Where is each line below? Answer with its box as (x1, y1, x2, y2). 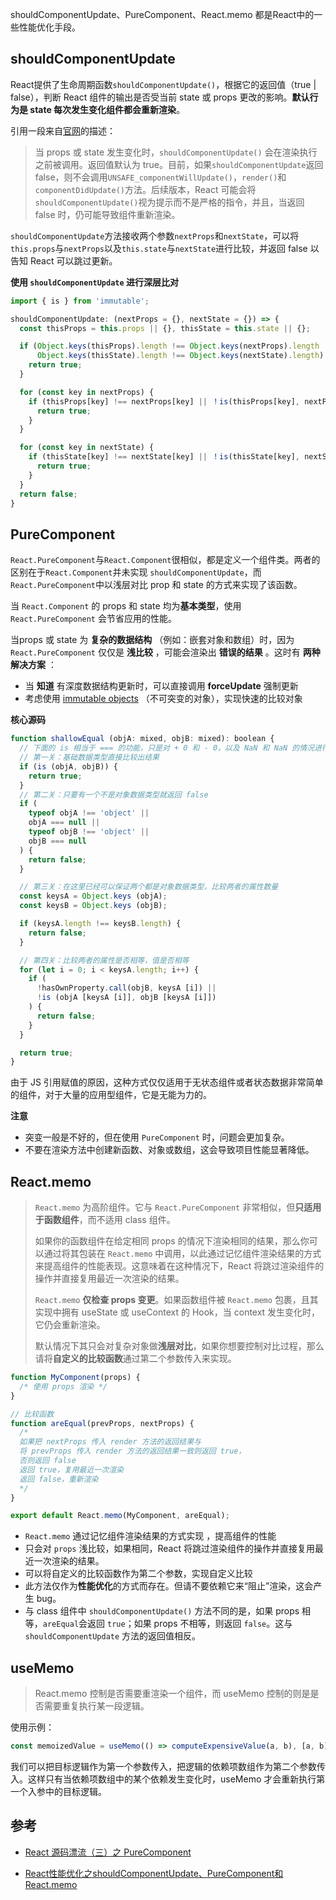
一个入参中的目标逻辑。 (10, 1786, 107, 1797)
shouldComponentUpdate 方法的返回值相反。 (24, 1630, 202, 1642)
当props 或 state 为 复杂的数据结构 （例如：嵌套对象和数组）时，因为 (10, 634, 295, 646)
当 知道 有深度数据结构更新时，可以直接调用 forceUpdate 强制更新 (24, 680, 299, 692)
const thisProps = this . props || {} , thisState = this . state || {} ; (19, 323, 311, 333)
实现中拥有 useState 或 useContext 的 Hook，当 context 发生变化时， (34, 1306, 321, 1318)
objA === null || (28, 818, 101, 828)
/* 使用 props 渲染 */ (19, 1381, 108, 1392)
